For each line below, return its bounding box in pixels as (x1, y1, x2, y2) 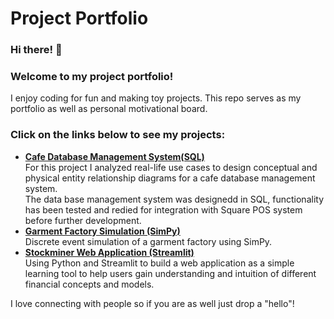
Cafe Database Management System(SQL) (24, 150, 205, 162)
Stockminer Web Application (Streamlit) (24, 246, 195, 258)
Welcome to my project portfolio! (10, 70, 174, 84)
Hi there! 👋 (10, 43, 63, 57)
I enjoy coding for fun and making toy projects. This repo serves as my (10, 92, 302, 104)
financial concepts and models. (24, 278, 155, 290)
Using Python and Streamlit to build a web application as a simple (24, 257, 295, 269)
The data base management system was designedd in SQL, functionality (24, 193, 324, 205)
